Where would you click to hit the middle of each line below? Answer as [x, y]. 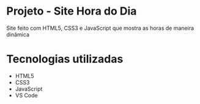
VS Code [26, 95]
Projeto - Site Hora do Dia [72, 11]
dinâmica [18, 34]
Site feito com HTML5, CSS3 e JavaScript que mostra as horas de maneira [100, 28]
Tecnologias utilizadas [65, 59]
